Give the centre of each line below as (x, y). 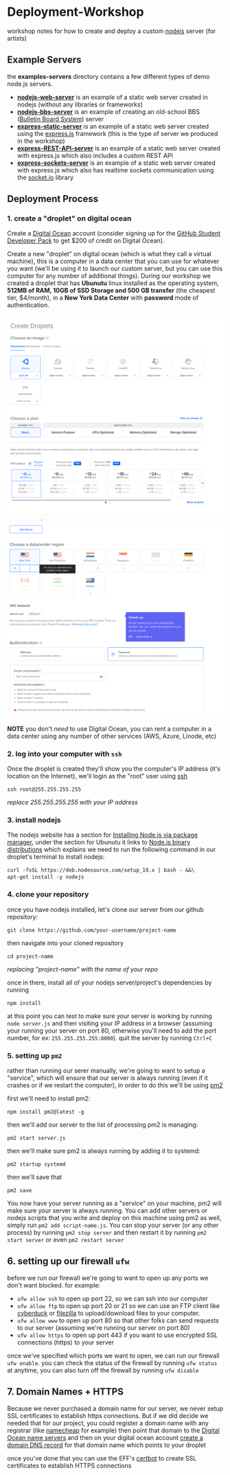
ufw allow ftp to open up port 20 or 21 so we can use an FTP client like (118, 1305)
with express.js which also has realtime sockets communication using (115, 170)
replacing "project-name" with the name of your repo (82, 969)
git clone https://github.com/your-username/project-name (92, 930)
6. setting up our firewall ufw (68, 1261)
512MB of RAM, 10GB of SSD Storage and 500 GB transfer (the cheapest (111, 291)
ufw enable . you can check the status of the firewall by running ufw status (112, 1363)
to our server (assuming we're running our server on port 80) (103, 1327)
